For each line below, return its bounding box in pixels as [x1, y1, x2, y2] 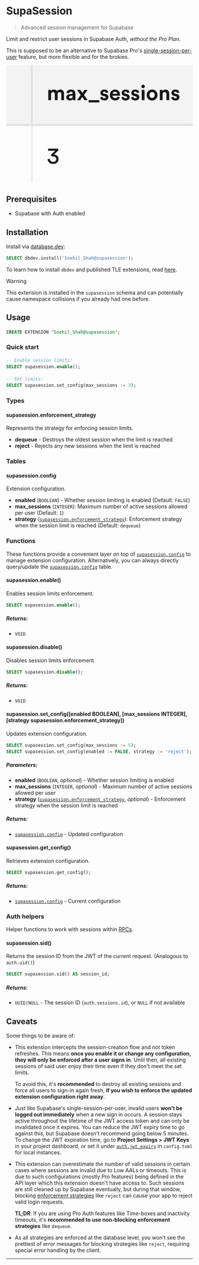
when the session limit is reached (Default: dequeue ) [14, 522, 141, 529]
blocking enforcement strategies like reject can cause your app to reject [14, 1192, 192, 1199]
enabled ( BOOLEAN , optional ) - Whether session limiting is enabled [14, 776, 174, 784]
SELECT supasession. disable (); [6, 669, 84, 675]
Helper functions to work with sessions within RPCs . [6, 926, 134, 933]
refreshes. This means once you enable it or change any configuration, [14, 1050, 191, 1057]
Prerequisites [6, 194, 57, 204]
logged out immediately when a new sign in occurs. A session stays [14, 1111, 182, 1118]
